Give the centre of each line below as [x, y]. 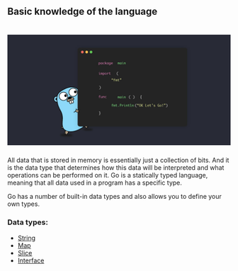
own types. [24, 204]
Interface [31, 260]
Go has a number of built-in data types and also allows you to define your [114, 197]
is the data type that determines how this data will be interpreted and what [116, 168]
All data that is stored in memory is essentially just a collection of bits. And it [118, 160]
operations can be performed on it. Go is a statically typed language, [108, 175]
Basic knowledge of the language [83, 12]
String [27, 238]
